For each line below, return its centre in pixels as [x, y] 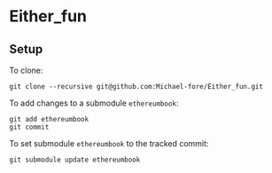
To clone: [26, 70]
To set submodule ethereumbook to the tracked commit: [109, 143]
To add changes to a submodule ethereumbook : [94, 103]
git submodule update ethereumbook [75, 160]
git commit [29, 127]
